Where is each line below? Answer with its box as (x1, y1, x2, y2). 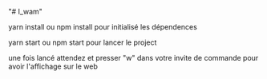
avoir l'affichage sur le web (8, 61, 99, 71)
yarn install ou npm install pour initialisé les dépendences (8, 22, 198, 31)
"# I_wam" (8, 7, 42, 16)
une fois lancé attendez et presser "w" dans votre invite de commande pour (8, 53, 259, 62)
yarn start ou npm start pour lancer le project (8, 38, 157, 47)
